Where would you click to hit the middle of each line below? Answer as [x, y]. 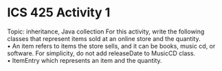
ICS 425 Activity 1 [59, 13]
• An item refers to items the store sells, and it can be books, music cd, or [111, 46]
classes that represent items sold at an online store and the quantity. [104, 38]
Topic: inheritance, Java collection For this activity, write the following [106, 31]
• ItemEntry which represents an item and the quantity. [85, 60]
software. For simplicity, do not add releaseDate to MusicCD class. [101, 53]
